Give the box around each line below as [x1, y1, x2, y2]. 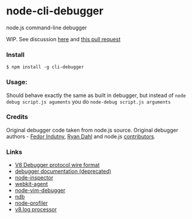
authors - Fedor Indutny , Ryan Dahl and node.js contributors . [6, 133, 156, 140]
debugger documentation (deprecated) [14, 168, 112, 175]
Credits [6, 112, 28, 121]
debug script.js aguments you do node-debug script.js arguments [6, 98, 171, 105]
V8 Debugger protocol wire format [14, 162, 100, 169]
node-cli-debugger [6, 4, 103, 18]
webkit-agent [14, 181, 48, 188]
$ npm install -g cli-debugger [6, 64, 84, 70]
